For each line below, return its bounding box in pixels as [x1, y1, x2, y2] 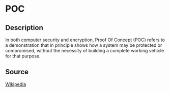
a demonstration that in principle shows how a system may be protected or [5, 42, 162, 48]
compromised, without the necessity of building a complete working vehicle [5, 48, 164, 53]
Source [5, 68, 29, 76]
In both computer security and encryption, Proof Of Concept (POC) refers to [5, 37, 165, 43]
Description [5, 23, 43, 32]
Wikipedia [5, 81, 26, 87]
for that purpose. [5, 53, 41, 59]
